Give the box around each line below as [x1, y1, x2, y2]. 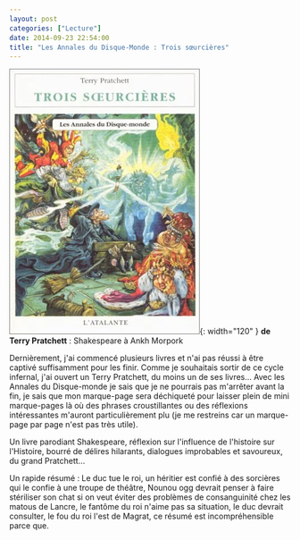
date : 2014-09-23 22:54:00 [9, 33, 110, 42]
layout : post [9, 14, 58, 23]
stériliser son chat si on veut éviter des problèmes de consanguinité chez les [9, 492, 291, 502]
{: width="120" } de [199, 326, 271, 337]
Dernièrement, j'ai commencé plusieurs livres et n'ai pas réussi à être [9, 353, 264, 364]
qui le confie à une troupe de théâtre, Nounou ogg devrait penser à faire [9, 483, 274, 494]
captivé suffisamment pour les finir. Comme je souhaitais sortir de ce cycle [9, 362, 284, 373]
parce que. [9, 520, 49, 531]
